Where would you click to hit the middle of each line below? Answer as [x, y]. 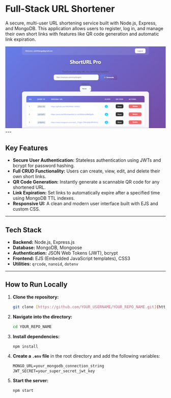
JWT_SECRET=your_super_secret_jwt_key [54, 371]
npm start [23, 391]
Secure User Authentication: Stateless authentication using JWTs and [87, 160]
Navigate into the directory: [42, 316]
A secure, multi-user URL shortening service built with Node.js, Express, [81, 23]
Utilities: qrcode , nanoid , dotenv [46, 264]
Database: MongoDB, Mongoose [47, 247]
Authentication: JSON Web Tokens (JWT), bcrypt [65, 253]
